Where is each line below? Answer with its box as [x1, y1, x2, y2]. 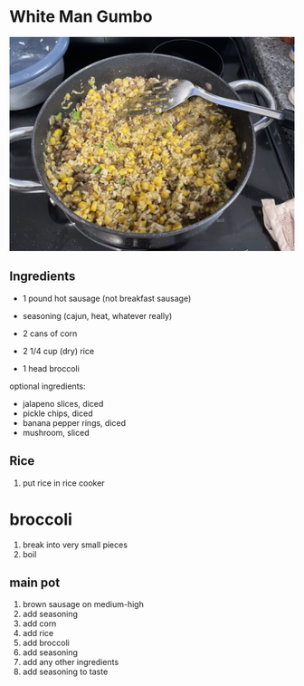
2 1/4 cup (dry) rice [22, 345, 95, 356]
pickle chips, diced [22, 408, 93, 419]
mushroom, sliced [22, 427, 90, 438]
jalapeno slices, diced [22, 398, 104, 409]
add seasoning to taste [22, 666, 109, 677]
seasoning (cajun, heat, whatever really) [22, 310, 173, 321]
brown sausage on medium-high [22, 599, 145, 610]
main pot [9, 575, 61, 590]
